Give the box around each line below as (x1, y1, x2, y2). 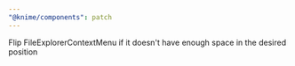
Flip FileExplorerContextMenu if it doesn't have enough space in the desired (8, 37, 286, 48)
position (8, 46, 38, 57)
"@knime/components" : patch (8, 12, 113, 22)
